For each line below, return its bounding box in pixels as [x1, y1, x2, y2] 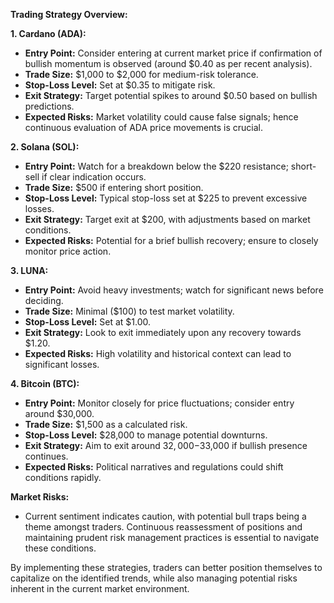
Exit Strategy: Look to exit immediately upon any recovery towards [24, 327, 302, 338]
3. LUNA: [10, 265, 49, 276]
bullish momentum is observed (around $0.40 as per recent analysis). [24, 58, 313, 69]
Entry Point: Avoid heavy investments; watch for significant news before [24, 284, 324, 296]
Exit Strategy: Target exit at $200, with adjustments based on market [24, 214, 311, 225]
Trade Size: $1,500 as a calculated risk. [24, 419, 188, 430]
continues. [24, 450, 69, 462]
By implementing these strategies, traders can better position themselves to [10, 562, 323, 573]
